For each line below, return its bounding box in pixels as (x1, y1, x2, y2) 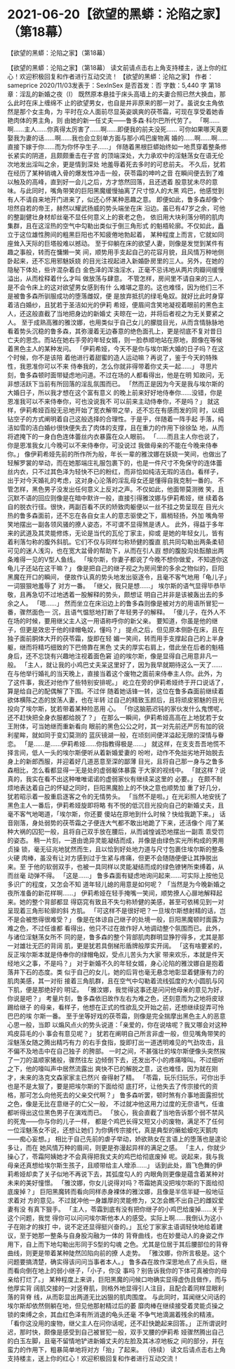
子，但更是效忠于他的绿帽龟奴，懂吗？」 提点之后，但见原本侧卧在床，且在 (7, 625, 224, 634)
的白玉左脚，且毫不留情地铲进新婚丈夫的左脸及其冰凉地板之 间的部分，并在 (7, 1336, 224, 1345)
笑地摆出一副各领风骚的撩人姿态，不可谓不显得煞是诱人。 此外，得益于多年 (7, 520, 224, 528)
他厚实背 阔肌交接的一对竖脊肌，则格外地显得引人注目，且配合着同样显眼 (7, 1283, 218, 1292)
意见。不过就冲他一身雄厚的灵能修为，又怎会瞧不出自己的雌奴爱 (39, 1196, 224, 1205)
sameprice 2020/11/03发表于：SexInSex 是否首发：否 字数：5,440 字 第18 (7, 81, 221, 89)
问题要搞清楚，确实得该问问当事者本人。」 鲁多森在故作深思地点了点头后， (7, 1257, 221, 1266)
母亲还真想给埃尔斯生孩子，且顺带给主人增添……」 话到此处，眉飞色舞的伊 (7, 1160, 223, 1170)
